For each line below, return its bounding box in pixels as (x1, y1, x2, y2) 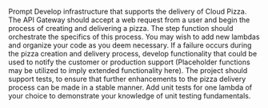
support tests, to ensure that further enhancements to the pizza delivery (8, 75, 246, 83)
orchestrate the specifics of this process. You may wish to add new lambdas (8, 32, 260, 41)
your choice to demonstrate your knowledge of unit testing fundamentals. (8, 91, 251, 100)
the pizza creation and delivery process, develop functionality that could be (8, 49, 258, 58)
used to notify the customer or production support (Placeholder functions (8, 57, 250, 67)
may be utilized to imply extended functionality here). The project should (8, 66, 248, 75)
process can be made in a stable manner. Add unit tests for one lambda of (8, 83, 253, 92)
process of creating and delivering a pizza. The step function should (8, 24, 234, 33)
